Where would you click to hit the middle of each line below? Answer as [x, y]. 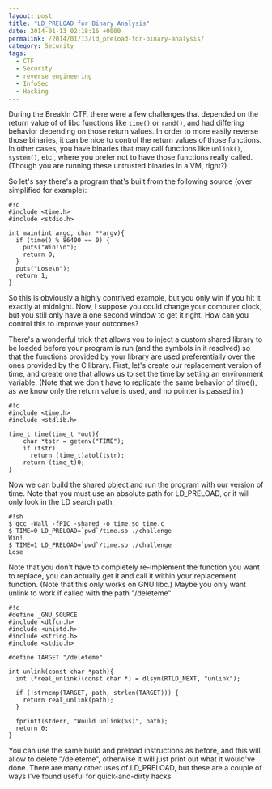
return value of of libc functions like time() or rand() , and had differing [126, 123]
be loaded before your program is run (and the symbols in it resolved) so [130, 348]
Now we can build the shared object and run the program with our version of [136, 485]
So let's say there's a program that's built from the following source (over [130, 181]
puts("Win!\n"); [51, 248]
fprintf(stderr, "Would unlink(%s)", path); [92, 722]
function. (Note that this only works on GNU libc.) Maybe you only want [127, 585]
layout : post [30, 16]
